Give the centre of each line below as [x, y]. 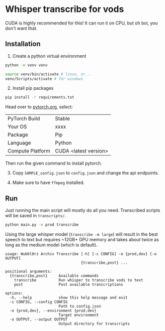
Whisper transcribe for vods [65, 9]
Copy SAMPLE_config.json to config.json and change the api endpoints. [85, 173]
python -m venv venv [27, 65]
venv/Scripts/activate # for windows [44, 79]
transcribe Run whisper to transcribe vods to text [79, 280]
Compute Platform [29, 151]
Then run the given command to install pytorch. [54, 164]
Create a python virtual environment [49, 56]
